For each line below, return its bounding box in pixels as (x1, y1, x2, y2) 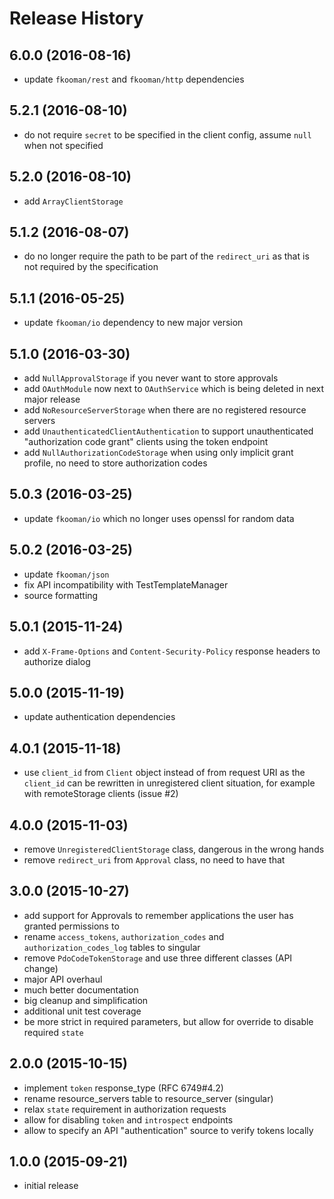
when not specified (23, 139, 104, 151)
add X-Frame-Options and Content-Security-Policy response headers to (23, 645, 321, 657)
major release (23, 393, 81, 406)
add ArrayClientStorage (23, 195, 124, 207)
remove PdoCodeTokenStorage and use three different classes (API (23, 952, 293, 964)
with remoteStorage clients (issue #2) (23, 788, 179, 800)
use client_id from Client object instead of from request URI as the (23, 767, 306, 779)
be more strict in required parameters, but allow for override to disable (23, 1015, 314, 1027)
